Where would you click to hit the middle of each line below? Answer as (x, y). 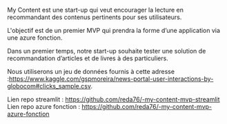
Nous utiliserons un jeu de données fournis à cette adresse (91, 72)
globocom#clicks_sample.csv (49, 86)
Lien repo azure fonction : (44, 107)
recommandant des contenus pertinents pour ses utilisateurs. (95, 17)
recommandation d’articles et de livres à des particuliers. (88, 58)
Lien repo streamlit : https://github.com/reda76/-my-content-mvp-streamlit (113, 99)
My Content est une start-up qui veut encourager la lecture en (96, 10)
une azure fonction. (35, 38)
